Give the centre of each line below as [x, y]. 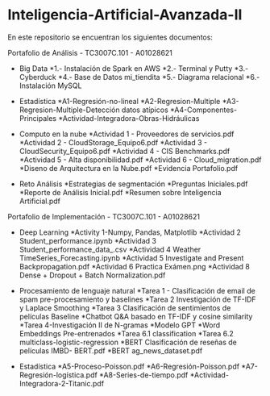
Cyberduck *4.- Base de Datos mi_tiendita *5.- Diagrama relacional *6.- [139, 77]
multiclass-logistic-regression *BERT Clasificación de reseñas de [128, 342]
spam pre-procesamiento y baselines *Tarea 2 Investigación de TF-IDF [137, 299]
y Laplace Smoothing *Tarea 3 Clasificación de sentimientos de [125, 307]
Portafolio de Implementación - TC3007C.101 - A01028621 [104, 216]
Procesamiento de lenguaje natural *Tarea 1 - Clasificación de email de [137, 290]
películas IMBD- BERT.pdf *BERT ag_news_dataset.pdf [111, 350]
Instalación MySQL [50, 85]
